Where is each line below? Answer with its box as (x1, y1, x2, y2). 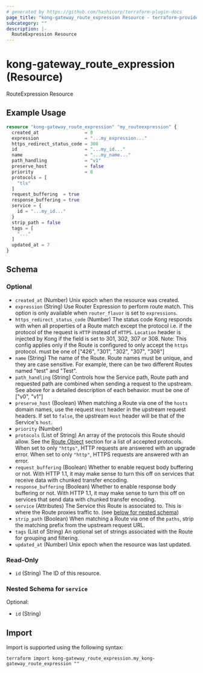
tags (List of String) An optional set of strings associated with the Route (14, 528, 193, 535)
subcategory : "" (6, 20, 47, 26)
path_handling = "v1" (11, 158, 101, 164)
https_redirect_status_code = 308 (11, 140, 98, 147)
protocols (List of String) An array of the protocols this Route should (14, 431, 185, 439)
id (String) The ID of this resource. (14, 570, 101, 577)
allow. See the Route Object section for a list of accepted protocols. (14, 438, 183, 445)
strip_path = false (11, 219, 61, 226)
